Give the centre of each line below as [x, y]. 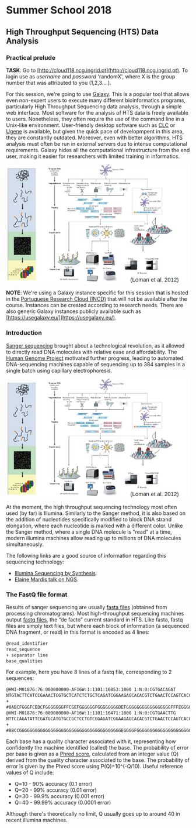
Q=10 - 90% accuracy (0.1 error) [53, 784]
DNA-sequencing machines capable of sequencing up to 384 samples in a [96, 364]
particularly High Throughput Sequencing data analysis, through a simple [94, 106]
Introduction [24, 333]
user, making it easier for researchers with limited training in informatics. [93, 156]
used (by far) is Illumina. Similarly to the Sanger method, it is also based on [96, 513]
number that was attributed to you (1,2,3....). [59, 83]
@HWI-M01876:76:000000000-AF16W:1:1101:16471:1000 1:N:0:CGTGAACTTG [91, 713]
